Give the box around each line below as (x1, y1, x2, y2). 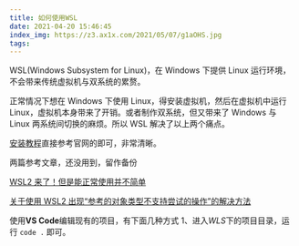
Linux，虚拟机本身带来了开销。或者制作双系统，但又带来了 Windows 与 (9, 107, 277, 118)
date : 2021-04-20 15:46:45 (9, 22, 112, 31)
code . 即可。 (19, 227, 71, 238)
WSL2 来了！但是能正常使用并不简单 (9, 177, 147, 188)
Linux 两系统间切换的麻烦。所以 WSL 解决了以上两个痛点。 (9, 118, 231, 129)
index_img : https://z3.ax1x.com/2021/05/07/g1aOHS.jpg (9, 30, 222, 39)
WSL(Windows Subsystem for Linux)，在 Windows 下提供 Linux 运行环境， (9, 65, 292, 76)
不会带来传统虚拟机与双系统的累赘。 (9, 77, 146, 87)
